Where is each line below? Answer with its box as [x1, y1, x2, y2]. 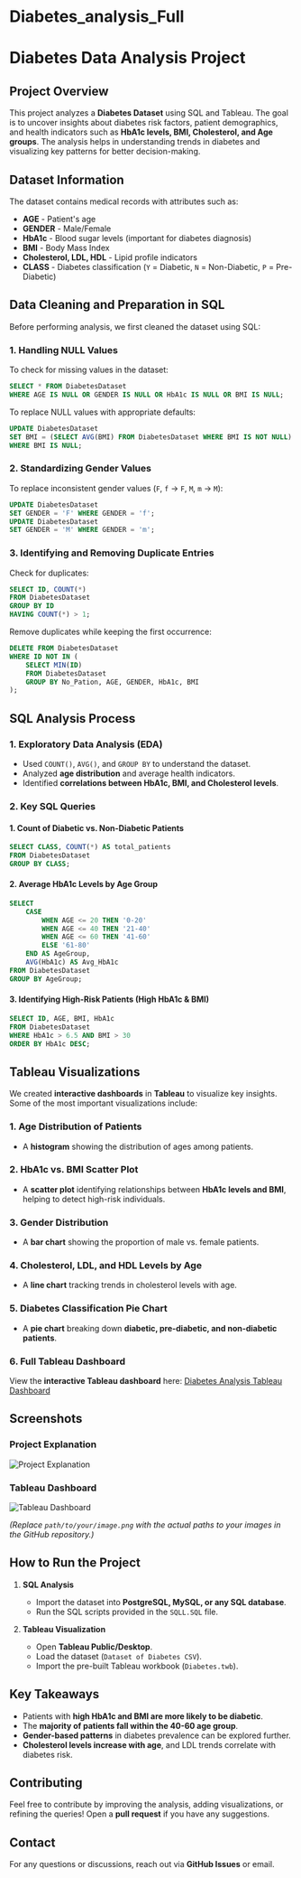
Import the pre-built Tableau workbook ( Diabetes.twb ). [35, 1660, 239, 1671]
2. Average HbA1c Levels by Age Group [9, 879, 159, 890]
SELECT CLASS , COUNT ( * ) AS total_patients [9, 843, 171, 852]
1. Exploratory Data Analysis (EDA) [9, 738, 163, 751]
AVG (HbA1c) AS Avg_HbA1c [25, 958, 119, 967]
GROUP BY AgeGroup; [9, 974, 83, 984]
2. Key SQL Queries [9, 799, 96, 812]
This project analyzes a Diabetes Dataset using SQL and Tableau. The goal [9, 107, 288, 118]
